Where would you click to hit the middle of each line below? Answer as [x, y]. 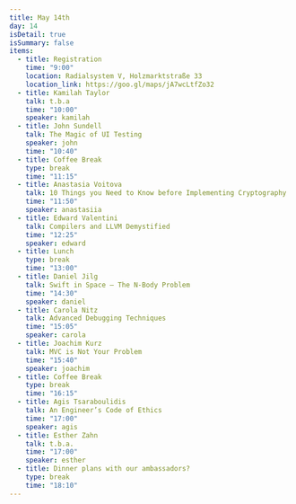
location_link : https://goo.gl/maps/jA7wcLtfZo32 [120, 84]
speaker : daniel [56, 302]
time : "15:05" [52, 327]
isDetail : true [38, 34]
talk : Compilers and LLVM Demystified [98, 226]
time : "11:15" [52, 176]
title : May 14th [39, 18]
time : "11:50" [52, 202]
